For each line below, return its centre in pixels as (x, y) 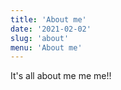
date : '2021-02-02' (51, 29)
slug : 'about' (40, 38)
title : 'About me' (48, 19)
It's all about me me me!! (61, 76)
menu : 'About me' (46, 47)
